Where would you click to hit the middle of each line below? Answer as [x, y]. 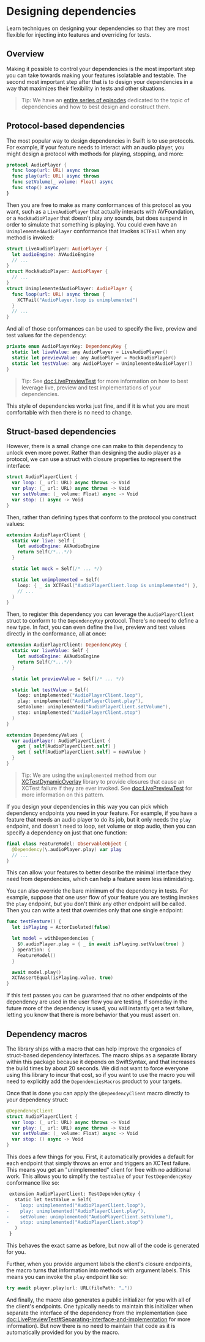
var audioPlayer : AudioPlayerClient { [61, 741]
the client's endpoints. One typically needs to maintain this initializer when [100, 1306]
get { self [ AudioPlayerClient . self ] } [67, 746]
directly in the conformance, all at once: [57, 634]
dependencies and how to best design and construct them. [96, 107]
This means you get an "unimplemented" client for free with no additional [99, 1170]
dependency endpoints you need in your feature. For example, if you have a [102, 813]
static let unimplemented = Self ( [56, 580]
